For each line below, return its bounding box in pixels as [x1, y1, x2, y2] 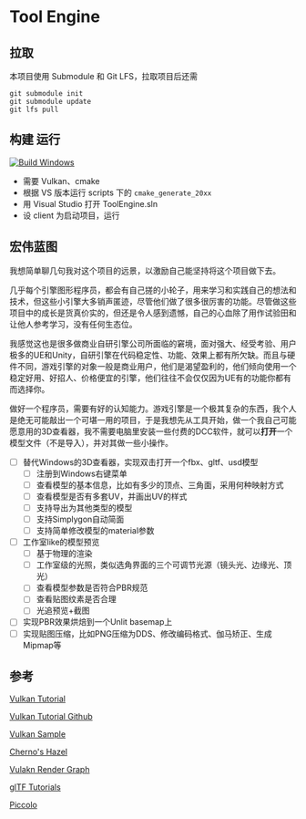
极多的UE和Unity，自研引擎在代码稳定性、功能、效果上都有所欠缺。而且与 [9, 349, 288, 360]
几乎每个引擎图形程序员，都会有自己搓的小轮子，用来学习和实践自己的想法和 [9, 285, 297, 295]
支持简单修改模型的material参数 [36, 525, 155, 535]
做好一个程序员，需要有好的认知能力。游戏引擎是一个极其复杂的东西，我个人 [9, 403, 297, 414]
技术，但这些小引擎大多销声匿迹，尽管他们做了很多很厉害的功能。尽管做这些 [9, 295, 297, 306]
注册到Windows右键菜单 [36, 468, 127, 479]
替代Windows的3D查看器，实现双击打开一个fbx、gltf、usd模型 [22, 456, 259, 467]
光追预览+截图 [36, 605, 90, 617]
